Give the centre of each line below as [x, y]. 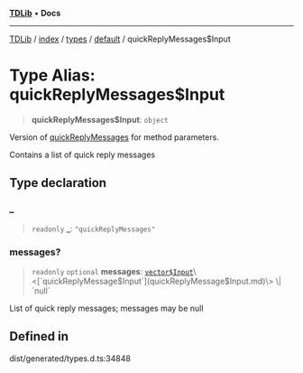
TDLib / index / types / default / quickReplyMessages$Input [120, 39]
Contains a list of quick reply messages [83, 154]
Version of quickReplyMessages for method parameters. [114, 137]
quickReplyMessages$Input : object [100, 119]
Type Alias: [53, 75]
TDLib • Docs [35, 13]
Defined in [39, 336]
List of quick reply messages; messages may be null [106, 308]
